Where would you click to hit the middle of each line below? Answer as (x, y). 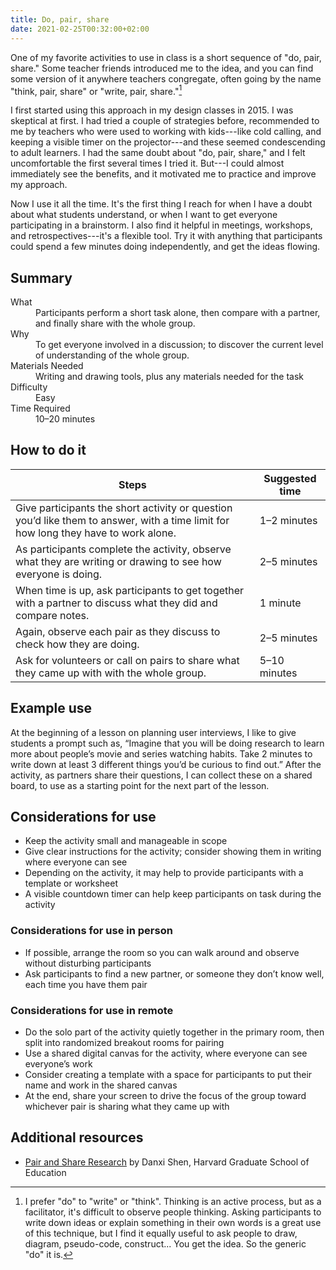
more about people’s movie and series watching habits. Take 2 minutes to (161, 753)
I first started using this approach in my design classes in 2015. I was (152, 110)
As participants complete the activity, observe (123, 549)
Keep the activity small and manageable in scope (126, 841)
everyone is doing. (59, 574)
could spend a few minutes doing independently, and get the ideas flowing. (165, 247)
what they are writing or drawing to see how (118, 561)
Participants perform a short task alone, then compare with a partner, (178, 312)
